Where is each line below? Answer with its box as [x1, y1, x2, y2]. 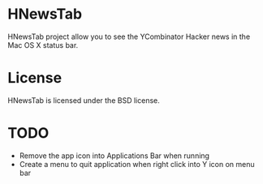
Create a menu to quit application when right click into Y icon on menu [19, 159, 255, 169]
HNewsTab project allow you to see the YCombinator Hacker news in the [7, 32, 251, 41]
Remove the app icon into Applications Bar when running [19, 151, 210, 160]
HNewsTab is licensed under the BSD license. [7, 95, 160, 105]
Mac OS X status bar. [7, 40, 79, 49]
